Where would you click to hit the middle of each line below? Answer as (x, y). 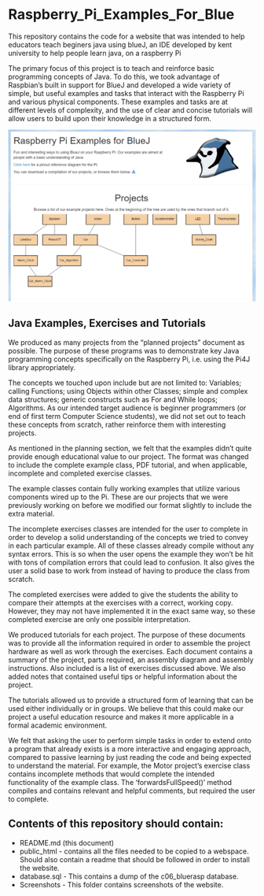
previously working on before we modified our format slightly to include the (130, 505)
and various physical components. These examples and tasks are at (118, 102)
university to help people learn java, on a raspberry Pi (95, 53)
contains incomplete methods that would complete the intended (111, 774)
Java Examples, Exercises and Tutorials (107, 323)
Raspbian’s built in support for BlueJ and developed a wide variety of (120, 85)
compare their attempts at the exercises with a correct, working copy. (121, 602)
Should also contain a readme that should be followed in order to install (134, 859)
